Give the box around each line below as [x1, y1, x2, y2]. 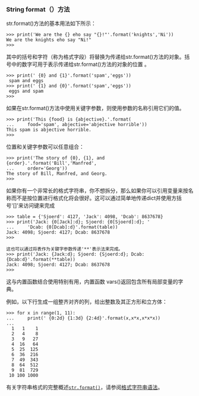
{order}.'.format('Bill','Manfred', [6, 161, 97, 166]
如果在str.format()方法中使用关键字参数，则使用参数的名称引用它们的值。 [6, 105, 185, 112]
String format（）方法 [6, 5, 70, 13]
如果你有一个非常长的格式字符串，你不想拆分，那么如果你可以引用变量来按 [6, 187, 188, 194]
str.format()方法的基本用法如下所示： [6, 20, 96, 27]
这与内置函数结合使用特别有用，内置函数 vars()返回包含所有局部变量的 [6, 278, 178, 285]
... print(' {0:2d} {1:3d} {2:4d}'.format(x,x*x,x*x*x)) [6, 315, 161, 322]
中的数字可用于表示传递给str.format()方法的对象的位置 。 [11, 61, 150, 68]
